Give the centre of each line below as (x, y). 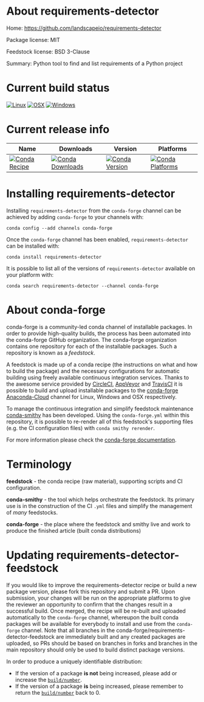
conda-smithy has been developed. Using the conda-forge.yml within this (98, 415)
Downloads (76, 148)
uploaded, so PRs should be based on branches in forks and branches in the (102, 643)
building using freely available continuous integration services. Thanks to (98, 377)
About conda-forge (56, 310)
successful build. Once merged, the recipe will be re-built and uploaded (96, 611)
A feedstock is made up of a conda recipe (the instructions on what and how (102, 364)
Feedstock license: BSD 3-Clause (48, 51)
